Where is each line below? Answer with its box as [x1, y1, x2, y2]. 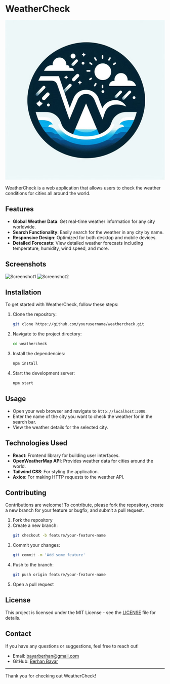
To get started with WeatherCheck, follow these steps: [5, 301, 119, 308]
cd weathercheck [12, 341, 47, 347]
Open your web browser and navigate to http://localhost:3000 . [12, 408, 147, 414]
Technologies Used [5, 439, 67, 447]
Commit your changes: [12, 542, 60, 548]
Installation [5, 288, 41, 296]
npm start [12, 381, 34, 386]
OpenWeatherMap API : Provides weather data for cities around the [12, 458, 153, 464]
